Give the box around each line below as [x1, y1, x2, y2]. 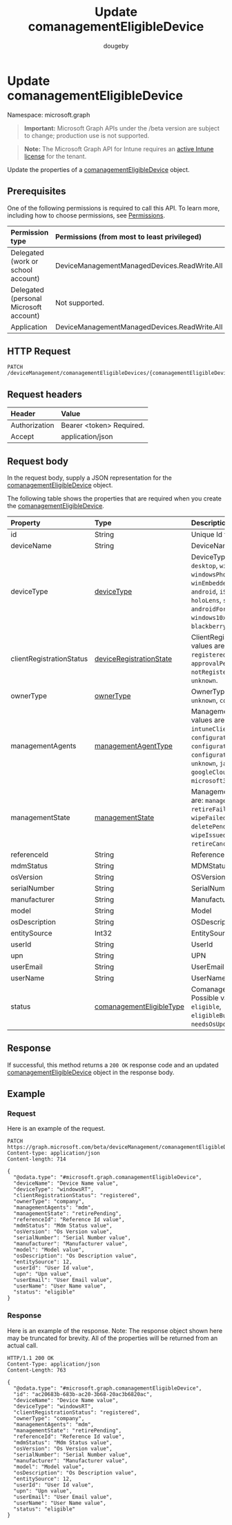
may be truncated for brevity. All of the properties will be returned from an [7, 1334, 218, 1342]
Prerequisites [7, 186, 66, 197]
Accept [10, 432, 35, 442]
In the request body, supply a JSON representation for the [7, 474, 173, 482]
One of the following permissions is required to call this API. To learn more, [7, 204, 220, 212]
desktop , [191, 561, 218, 570]
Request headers [7, 388, 83, 400]
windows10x [191, 614, 226, 621]
